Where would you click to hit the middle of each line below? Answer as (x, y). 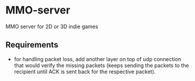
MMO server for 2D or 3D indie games (52, 26)
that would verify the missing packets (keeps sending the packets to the (101, 65)
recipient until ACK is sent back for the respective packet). (85, 72)
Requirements (32, 45)
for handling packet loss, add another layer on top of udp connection (97, 59)
